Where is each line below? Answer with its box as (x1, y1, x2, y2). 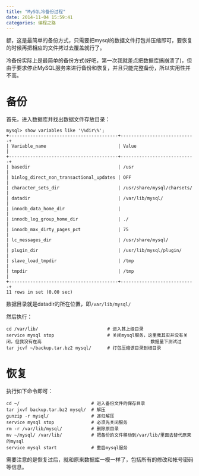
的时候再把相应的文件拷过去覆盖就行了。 (6, 44, 105, 51)
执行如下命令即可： (6, 388, 53, 395)
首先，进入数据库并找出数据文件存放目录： (6, 116, 110, 123)
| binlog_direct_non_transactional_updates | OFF (6, 175, 132, 181)
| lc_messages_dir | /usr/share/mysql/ (6, 237, 169, 243)
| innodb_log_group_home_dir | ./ (6, 216, 129, 222)
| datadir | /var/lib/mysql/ (6, 195, 163, 201)
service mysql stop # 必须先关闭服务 (6, 419, 128, 426)
